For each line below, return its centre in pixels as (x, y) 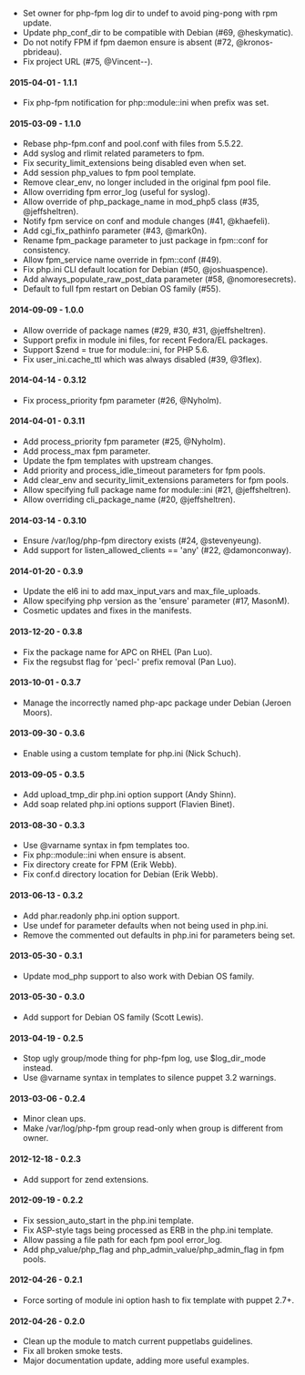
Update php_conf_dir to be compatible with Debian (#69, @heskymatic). (158, 32)
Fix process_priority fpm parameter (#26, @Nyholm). (122, 400)
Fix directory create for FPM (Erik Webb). (100, 865)
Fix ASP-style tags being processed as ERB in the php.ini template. (148, 1230)
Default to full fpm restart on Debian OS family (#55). (122, 289)
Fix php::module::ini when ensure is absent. (104, 855)
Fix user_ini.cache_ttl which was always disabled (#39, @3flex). (142, 359)
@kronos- (254, 42)
